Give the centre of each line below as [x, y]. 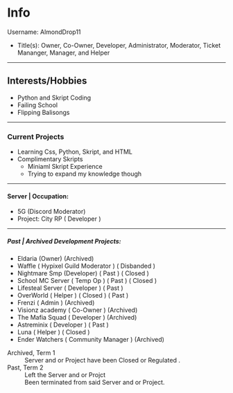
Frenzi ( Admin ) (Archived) [56, 303]
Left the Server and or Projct [65, 375]
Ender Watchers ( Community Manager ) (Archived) [91, 340]
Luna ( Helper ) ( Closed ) [53, 332]
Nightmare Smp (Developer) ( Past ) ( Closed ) [83, 273]
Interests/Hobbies [47, 81]
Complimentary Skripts [50, 159]
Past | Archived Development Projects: [64, 241]
